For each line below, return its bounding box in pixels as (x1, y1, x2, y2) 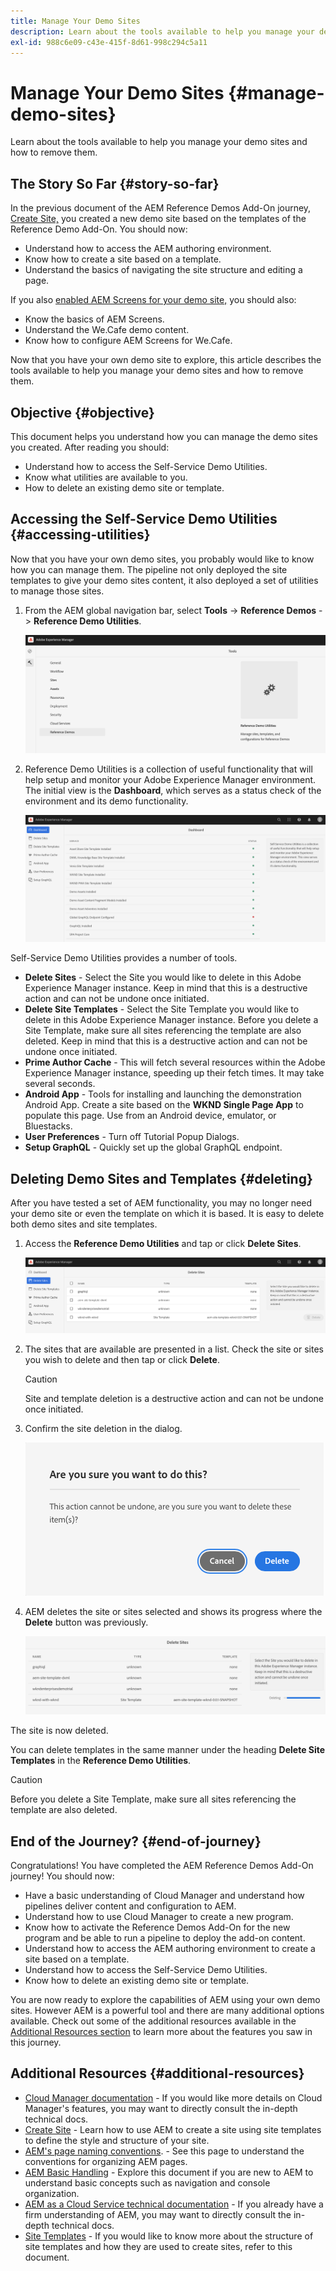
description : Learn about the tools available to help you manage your (10, 26, 315, 37)
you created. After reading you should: (10, 441, 170, 453)
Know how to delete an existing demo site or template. (24, 1975, 250, 1987)
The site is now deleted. (10, 1725, 109, 1737)
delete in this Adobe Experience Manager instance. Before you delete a (24, 1014, 319, 1026)
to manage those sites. (10, 585, 105, 597)
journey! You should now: (10, 1870, 115, 1882)
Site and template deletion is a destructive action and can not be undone (24, 1392, 324, 1404)
